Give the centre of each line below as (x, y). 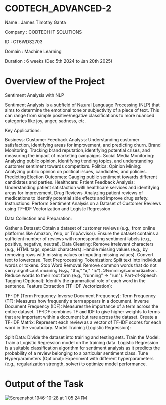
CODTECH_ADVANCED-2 (58, 9)
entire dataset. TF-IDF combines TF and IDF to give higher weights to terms (83, 311)
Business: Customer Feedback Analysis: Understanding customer (72, 139)
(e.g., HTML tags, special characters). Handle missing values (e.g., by (77, 249)
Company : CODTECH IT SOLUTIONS (43, 32)
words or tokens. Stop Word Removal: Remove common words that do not (81, 265)
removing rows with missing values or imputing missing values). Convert (79, 254)
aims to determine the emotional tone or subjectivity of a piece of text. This (82, 110)
